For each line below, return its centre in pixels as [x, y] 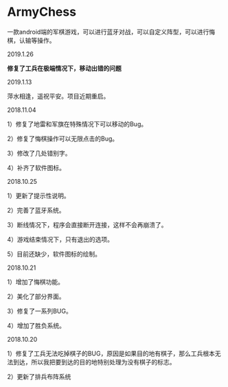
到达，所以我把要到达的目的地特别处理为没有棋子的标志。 [94, 362]
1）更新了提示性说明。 [38, 196]
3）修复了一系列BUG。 [39, 311]
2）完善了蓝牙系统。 [36, 210]
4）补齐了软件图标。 [36, 167]
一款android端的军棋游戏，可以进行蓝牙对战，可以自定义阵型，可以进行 [108, 32]
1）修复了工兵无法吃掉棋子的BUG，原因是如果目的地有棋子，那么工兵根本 [111, 353]
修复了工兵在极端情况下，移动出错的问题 [64, 68]
